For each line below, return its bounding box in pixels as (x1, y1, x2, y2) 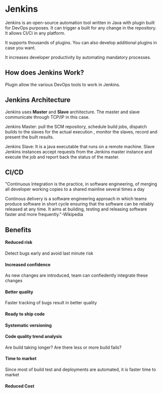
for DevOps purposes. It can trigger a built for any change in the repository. (5, 25, 157, 30)
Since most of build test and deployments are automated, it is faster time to (5, 367, 156, 372)
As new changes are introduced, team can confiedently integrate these (5, 272, 148, 278)
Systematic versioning (5, 322, 52, 328)
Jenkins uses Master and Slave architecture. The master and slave (5, 109, 140, 115)
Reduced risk (5, 239, 33, 245)
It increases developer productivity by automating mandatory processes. (5, 54, 151, 60)
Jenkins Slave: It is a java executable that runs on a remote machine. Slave (5, 143, 155, 149)
